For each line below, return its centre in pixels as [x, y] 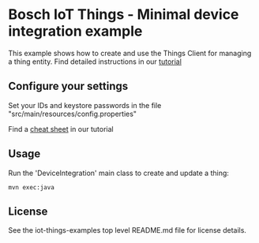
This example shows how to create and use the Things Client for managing [130, 53]
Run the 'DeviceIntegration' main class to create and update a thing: [118, 173]
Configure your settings [68, 86]
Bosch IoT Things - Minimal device [124, 15]
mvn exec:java [32, 187]
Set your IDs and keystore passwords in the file [85, 105]
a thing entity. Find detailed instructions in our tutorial [95, 62]
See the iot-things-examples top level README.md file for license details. [128, 230]
